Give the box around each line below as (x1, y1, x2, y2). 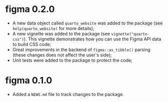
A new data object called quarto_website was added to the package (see (12, 20, 163, 26)
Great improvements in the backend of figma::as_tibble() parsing (12, 46, 150, 52)
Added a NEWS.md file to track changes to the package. (12, 91, 124, 97)
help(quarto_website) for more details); (12, 25, 94, 31)
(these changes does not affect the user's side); (12, 51, 112, 58)
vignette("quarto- (111, 31, 149, 36)
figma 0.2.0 (5, 3, 55, 15)
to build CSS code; (12, 41, 52, 47)
